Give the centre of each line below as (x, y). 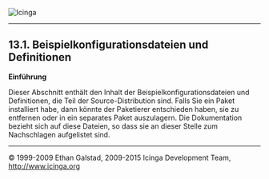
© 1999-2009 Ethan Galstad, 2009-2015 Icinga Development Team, (120, 157)
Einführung (27, 77)
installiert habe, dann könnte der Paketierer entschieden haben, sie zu (124, 109)
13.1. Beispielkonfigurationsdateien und (108, 45)
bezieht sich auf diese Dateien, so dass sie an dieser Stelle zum (113, 126)
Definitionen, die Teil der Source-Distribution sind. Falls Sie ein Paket (121, 101)
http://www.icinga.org (44, 166)
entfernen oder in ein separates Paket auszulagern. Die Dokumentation (125, 117)
